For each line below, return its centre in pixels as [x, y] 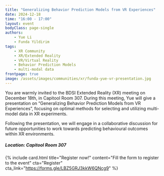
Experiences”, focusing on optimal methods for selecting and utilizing [76, 108]
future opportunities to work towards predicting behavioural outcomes [77, 129]
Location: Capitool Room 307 [36, 145]
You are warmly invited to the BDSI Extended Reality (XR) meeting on [75, 92]
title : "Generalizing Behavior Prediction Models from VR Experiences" [80, 10]
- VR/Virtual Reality [36, 60]
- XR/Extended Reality [37, 56]
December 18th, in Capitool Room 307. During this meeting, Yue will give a [80, 98]
